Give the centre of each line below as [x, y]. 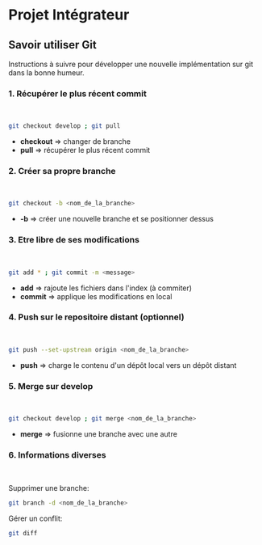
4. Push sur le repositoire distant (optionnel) [96, 317]
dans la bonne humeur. [46, 73]
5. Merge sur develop [51, 386]
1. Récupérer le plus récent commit [77, 93]
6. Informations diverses [57, 454]
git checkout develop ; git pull [64, 126]
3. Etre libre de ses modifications [74, 240]
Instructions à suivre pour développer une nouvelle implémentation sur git [131, 64]
